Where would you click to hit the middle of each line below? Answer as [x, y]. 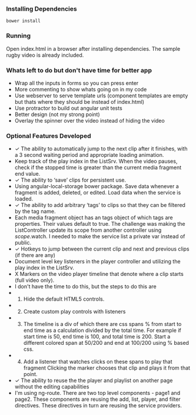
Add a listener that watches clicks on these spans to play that [98, 362]
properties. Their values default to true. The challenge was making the [100, 224]
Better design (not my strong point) [57, 114]
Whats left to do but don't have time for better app [79, 70]
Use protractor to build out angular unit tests [68, 108]
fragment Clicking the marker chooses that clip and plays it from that [107, 368]
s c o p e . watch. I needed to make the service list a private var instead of [100, 236]
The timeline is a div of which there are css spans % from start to [102, 324]
